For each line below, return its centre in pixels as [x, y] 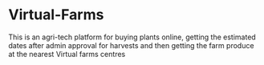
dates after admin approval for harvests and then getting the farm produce [131, 45]
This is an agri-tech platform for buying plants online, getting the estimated [132, 37]
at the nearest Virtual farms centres [67, 54]
